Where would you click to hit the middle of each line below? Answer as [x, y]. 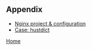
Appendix [24, 10]
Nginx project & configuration [50, 23]
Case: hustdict [32, 30]
